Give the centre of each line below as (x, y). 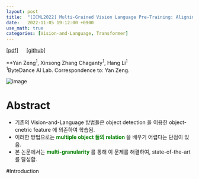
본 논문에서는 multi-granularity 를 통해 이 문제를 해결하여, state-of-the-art (102, 152)
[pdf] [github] (26, 50)
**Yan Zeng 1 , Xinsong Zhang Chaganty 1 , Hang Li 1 (67, 62)
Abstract (28, 105)
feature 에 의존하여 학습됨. (64, 130)
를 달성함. (26, 160)
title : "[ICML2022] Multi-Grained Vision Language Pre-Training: (90, 17)
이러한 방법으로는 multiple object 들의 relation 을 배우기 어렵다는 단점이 (99, 137)
